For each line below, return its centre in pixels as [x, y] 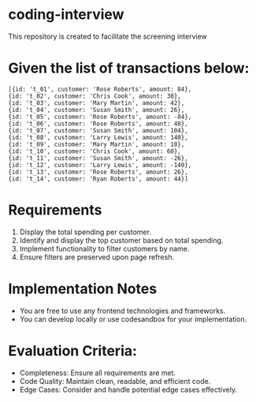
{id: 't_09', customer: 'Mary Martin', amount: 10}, [96, 144]
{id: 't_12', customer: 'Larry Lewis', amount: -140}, [100, 165]
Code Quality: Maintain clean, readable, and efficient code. [115, 381]
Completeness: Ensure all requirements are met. [97, 373]
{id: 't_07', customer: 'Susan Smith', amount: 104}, [98, 130]
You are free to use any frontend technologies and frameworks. [122, 311]
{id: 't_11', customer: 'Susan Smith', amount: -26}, [98, 158]
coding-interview [66, 15]
